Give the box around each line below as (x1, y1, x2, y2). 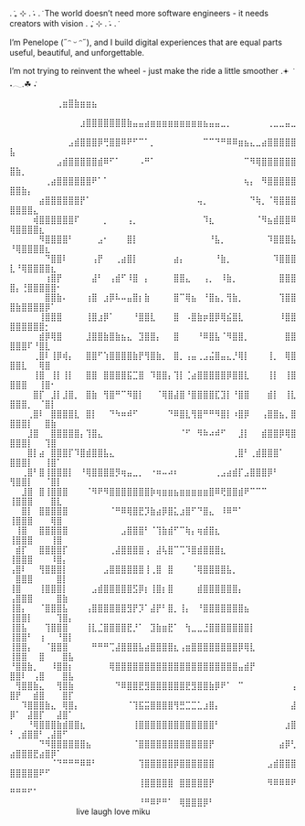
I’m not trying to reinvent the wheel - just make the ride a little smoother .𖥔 (9, 66, 289, 76)
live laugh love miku (76, 806, 151, 817)
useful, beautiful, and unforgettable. (9, 48, 144, 58)
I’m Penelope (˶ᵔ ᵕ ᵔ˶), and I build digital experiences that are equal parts (9, 37, 283, 48)
